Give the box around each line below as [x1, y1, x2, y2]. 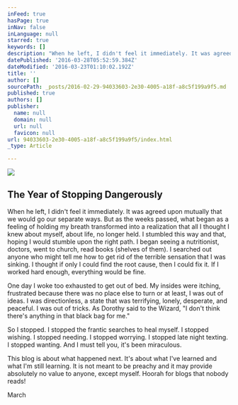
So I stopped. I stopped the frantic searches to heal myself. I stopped [7, 325, 209, 334]
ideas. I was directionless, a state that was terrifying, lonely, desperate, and [7, 296, 228, 305]
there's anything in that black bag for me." [7, 311, 130, 320]
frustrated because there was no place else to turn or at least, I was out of [7, 288, 224, 297]
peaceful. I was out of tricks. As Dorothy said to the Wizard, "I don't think [7, 303, 221, 313]
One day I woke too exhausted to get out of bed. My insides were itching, [7, 281, 221, 290]
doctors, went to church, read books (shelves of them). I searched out [7, 244, 212, 253]
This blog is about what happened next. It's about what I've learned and [7, 354, 217, 362]
